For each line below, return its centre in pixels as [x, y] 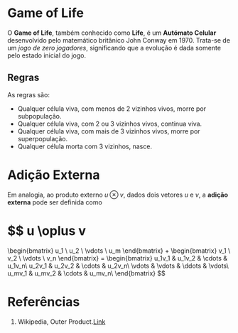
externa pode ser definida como [55, 202]
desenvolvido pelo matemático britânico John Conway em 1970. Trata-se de [119, 40]
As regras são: [28, 94]
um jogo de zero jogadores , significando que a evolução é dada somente [114, 48]
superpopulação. [43, 138]
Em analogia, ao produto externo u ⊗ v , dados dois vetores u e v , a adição [118, 195]
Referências [44, 301]
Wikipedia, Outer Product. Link [61, 322]
